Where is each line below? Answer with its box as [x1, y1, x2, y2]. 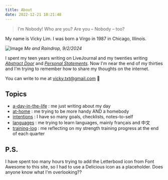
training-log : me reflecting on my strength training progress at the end [12, 125, 159, 131]
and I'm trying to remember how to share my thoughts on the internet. [5, 66, 149, 72]
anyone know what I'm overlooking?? [5, 169, 82, 175]
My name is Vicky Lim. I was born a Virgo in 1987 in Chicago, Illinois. [5, 36, 146, 42]
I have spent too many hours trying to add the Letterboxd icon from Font [5, 158, 154, 164]
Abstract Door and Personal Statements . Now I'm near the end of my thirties [5, 60, 163, 66]
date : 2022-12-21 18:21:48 [5, 12, 62, 17]
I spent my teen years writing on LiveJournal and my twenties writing [5, 55, 148, 61]
